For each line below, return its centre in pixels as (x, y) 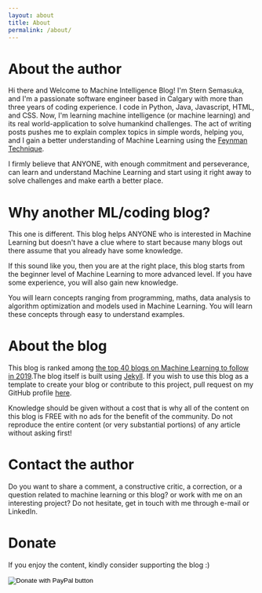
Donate (32, 543)
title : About (29, 23)
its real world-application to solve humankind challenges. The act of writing (130, 124)
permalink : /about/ (40, 30)
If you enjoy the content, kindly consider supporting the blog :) (109, 565)
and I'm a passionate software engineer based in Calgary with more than (126, 99)
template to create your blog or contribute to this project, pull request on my (131, 384)
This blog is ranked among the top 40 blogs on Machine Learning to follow (129, 368)
